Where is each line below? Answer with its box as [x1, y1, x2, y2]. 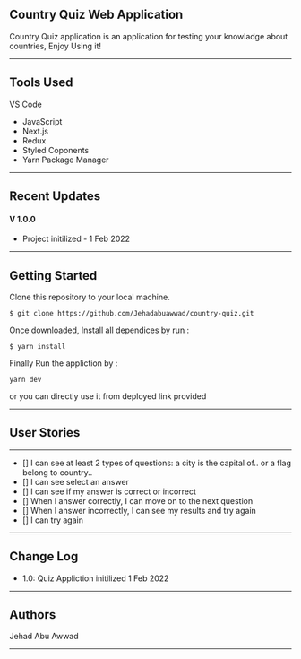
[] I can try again [21, 515, 83, 525]
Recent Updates [9, 188, 101, 204]
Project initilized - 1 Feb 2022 [21, 233, 131, 245]
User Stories [9, 425, 81, 440]
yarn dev [9, 376, 42, 385]
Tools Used [9, 75, 73, 91]
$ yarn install [9, 343, 66, 351]
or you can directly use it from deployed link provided [9, 391, 207, 402]
